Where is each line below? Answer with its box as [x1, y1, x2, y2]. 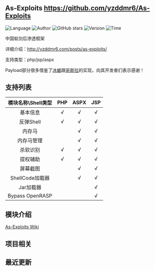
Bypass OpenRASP [7, 192, 52, 199]
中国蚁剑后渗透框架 [5, 35, 45, 41]
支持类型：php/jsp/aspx [5, 56, 54, 62]
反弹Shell [19, 118, 41, 125]
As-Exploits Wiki [5, 224, 39, 230]
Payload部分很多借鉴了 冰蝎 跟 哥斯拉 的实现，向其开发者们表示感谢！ [5, 67, 144, 73]
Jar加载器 [18, 184, 41, 191]
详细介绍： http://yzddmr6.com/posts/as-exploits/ [5, 46, 107, 52]
